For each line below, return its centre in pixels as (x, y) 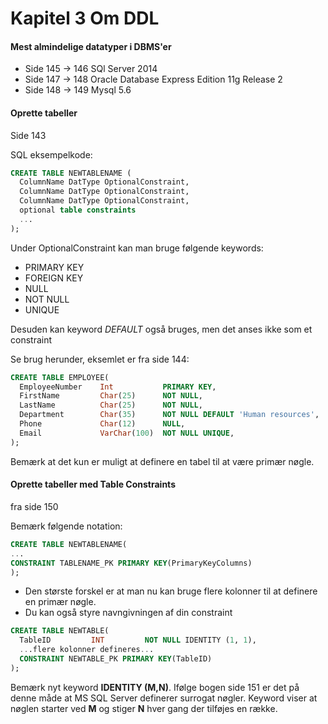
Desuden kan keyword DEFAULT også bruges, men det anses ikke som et (161, 329)
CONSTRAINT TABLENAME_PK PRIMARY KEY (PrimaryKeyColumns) (131, 563)
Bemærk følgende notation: (66, 526)
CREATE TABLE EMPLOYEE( (60, 377)
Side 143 (28, 135)
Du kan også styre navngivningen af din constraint (128, 613)
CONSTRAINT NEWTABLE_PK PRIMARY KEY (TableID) (116, 659)
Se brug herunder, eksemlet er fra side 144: (100, 359)
